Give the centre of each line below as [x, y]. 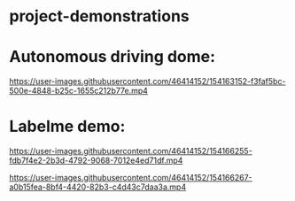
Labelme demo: [67, 127]
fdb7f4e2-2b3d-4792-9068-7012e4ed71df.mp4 [96, 160]
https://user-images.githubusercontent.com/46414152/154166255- [131, 151]
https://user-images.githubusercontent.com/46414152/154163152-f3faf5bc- [147, 81]
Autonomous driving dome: [112, 57]
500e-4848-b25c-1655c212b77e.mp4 [79, 91]
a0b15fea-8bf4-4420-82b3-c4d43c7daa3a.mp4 [98, 187]
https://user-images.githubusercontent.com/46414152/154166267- [131, 178]
